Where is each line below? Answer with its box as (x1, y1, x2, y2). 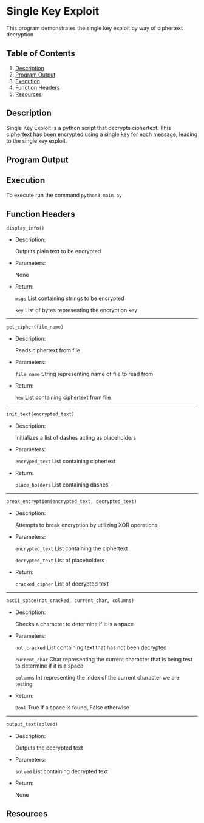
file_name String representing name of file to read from (15, 371, 154, 378)
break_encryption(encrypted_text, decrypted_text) (6, 499, 137, 505)
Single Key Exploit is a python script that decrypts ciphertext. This (6, 124, 171, 131)
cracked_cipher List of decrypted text (15, 580, 109, 587)
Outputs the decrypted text (15, 744, 83, 751)
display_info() (6, 225, 45, 231)
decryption (6, 30, 34, 38)
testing (15, 680, 33, 688)
